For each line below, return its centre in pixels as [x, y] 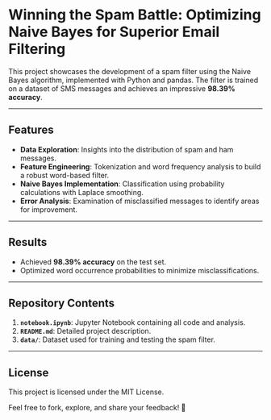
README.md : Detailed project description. [85, 331]
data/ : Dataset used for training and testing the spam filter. [118, 339]
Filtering [37, 49]
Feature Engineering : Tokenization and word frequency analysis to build [140, 166]
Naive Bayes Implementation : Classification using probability [122, 184]
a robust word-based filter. [65, 175]
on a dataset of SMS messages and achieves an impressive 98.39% [122, 88]
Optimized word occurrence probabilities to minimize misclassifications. [140, 270]
